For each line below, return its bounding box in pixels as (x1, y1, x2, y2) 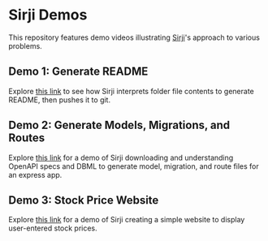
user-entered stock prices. (8, 223, 97, 233)
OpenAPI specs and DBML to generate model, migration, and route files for (8, 161, 260, 171)
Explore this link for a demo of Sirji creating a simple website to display (8, 215, 245, 225)
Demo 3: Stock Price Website (8, 193, 159, 207)
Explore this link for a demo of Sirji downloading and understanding (8, 153, 234, 162)
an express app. (8, 170, 63, 179)
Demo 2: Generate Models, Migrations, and (8, 118, 231, 132)
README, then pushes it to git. (8, 95, 111, 105)
